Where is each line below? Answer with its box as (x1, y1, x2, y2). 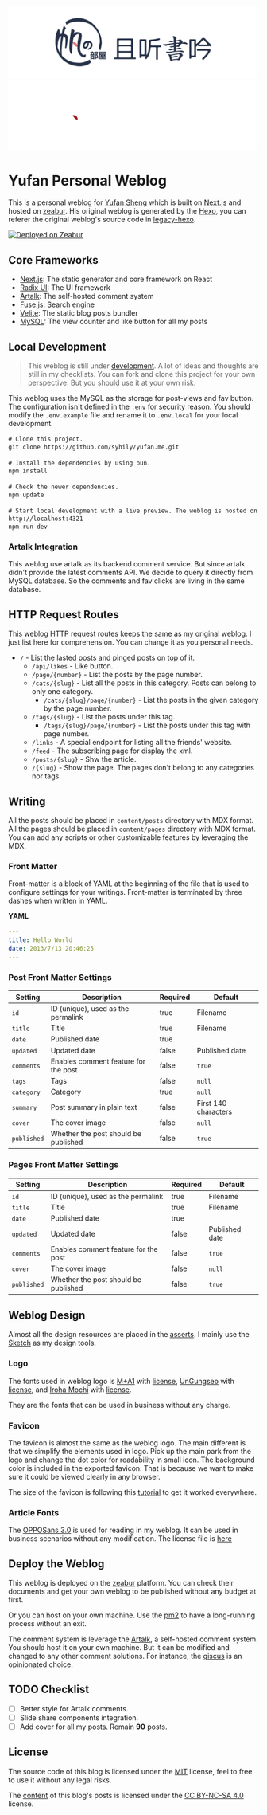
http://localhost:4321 (8, 515, 83, 523)
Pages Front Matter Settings (8, 1159, 119, 1170)
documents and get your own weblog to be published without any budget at (8, 1586, 257, 1596)
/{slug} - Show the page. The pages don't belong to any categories (31, 763, 254, 773)
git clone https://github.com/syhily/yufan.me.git (8, 443, 180, 451)
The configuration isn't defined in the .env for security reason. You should (8, 402, 250, 411)
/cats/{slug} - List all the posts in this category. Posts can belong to (31, 678, 257, 688)
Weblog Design (8, 1308, 86, 1322)
